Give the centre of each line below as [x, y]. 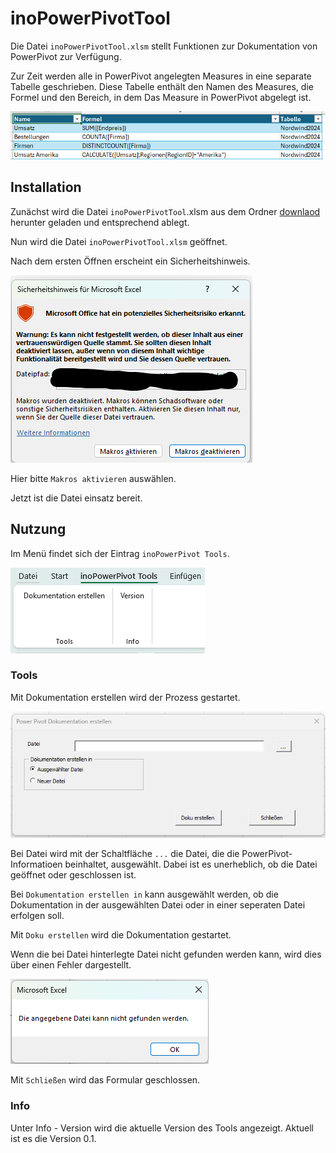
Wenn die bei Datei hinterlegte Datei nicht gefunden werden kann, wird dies [166, 954]
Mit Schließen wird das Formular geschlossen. [105, 1080]
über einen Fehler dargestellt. [71, 965]
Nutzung [38, 529]
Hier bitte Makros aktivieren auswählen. [93, 478]
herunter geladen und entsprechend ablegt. [100, 222]
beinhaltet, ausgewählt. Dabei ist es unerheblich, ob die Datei [191, 864]
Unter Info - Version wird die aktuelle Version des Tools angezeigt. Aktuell [162, 1128]
